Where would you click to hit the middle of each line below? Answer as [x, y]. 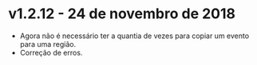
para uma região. [48, 44]
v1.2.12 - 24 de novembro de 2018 [122, 14]
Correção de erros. [51, 52]
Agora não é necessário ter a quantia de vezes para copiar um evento [134, 36]
